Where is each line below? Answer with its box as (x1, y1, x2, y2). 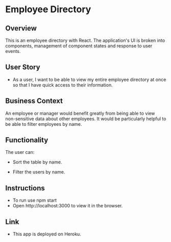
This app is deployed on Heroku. (12, 231, 82, 237)
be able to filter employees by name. (5, 121, 82, 127)
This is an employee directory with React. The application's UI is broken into (5, 37, 165, 43)
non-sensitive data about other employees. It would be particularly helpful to (5, 116, 166, 122)
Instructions (5, 183, 45, 192)
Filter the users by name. (12, 169, 65, 175)
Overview (5, 24, 37, 33)
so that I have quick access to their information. (12, 82, 113, 88)
